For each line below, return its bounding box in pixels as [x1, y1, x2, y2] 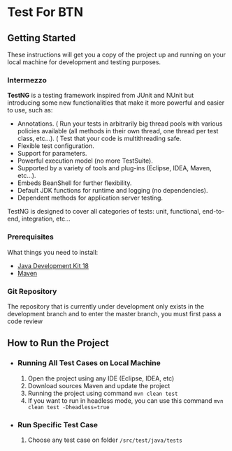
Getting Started [7, 32, 76, 44]
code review [7, 317, 43, 325]
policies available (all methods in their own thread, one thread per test [17, 127, 219, 135]
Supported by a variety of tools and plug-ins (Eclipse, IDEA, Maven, [17, 164, 212, 172]
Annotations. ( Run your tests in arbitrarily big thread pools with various [17, 119, 223, 128]
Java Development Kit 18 [17, 261, 89, 269]
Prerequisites [7, 232, 54, 242]
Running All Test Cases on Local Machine [17, 358, 161, 368]
